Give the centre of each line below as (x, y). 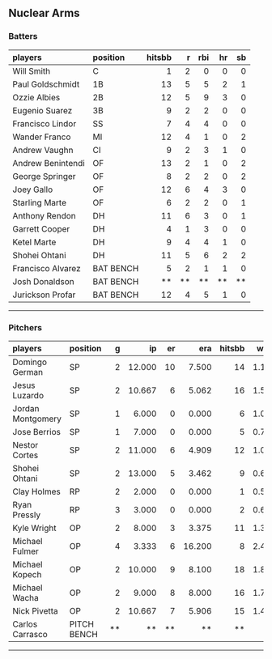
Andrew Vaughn (43, 150)
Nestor (25, 444)
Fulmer (25, 551)
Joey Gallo (33, 189)
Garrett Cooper (41, 228)
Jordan (26, 408)
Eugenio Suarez (42, 110)
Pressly (27, 515)
